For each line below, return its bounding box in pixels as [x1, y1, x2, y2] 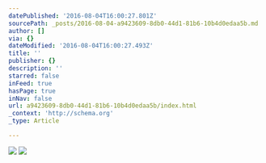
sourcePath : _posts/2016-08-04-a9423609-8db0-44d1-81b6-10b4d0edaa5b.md [8, 19, 259, 27]
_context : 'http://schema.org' [8, 110, 114, 118]
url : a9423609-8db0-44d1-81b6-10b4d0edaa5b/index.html [8, 102, 197, 110]
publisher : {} [8, 57, 57, 65]
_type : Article [8, 117, 60, 125]
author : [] [8, 27, 45, 35]
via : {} [8, 34, 35, 43]
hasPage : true [8, 86, 57, 95]
